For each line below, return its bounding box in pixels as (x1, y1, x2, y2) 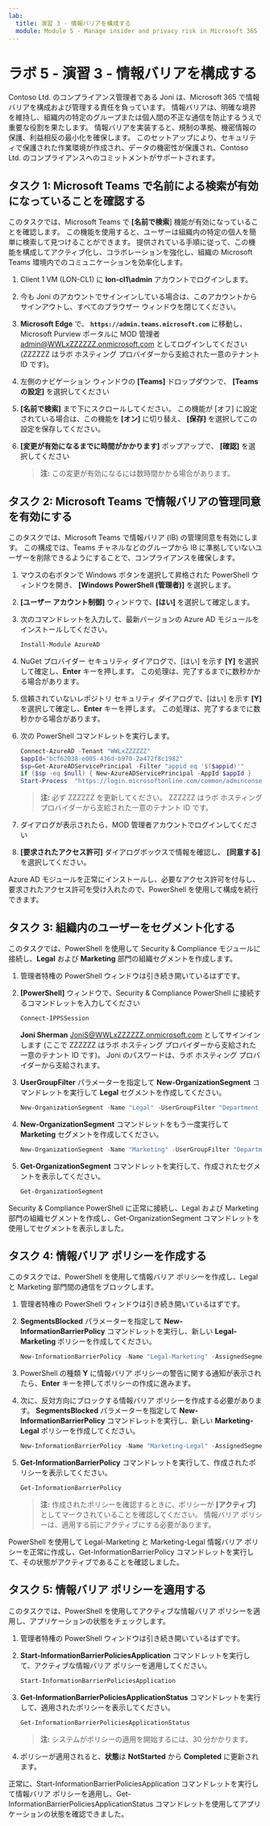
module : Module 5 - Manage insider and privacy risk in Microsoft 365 (15, 27, 258, 35)
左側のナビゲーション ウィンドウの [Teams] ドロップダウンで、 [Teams (19, 377, 259, 386)
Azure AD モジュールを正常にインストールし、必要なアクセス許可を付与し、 (8, 874, 260, 885)
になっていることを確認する (8, 194, 146, 208)
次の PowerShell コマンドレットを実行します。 (19, 730, 175, 740)
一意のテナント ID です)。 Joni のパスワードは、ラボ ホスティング (19, 1050, 238, 1059)
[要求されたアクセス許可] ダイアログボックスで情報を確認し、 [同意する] (19, 848, 260, 857)
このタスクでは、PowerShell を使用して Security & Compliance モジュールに (8, 944, 261, 953)
